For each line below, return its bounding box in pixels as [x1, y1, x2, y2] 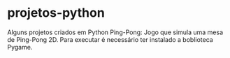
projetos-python [7, 5, 105, 21]
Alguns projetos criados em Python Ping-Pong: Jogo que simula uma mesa [7, 28, 224, 36]
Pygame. [7, 43, 33, 51]
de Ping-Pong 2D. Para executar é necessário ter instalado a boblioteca [7, 35, 213, 43]
